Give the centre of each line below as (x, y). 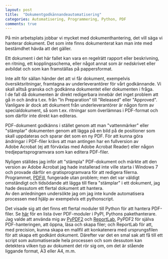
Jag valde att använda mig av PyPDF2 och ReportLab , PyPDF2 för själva (79, 219)
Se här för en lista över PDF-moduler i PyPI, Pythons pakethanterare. (86, 214)
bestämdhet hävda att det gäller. (38, 48)
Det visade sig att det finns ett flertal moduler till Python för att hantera (78, 208)
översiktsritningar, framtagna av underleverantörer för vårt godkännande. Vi (83, 84)
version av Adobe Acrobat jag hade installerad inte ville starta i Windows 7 (82, 167)
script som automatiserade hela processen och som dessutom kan (74, 240)
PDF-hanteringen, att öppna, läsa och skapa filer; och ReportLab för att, (79, 224)
